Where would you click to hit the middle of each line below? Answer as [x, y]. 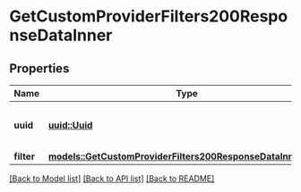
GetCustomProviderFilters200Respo [149, 17]
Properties [39, 68]
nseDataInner [61, 35]
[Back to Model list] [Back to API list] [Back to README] [112, 179]
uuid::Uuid [70, 125]
